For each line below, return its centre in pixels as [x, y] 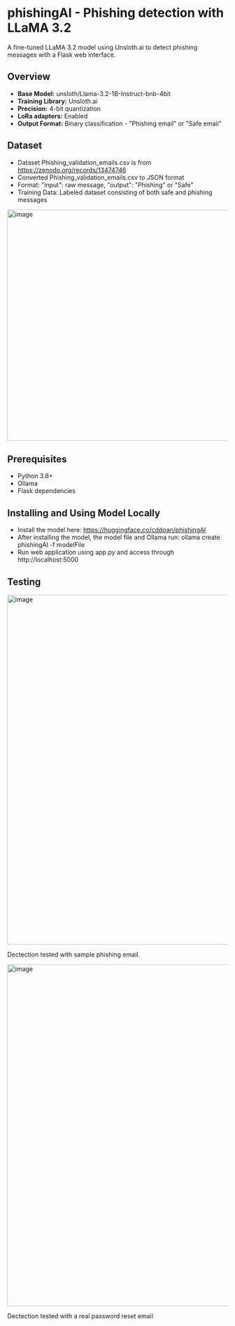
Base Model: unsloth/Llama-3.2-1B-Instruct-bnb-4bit [94, 93]
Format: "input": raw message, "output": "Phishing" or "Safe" [105, 184]
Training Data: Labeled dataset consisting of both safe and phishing [115, 192]
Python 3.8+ [35, 476]
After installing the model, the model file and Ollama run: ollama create [119, 537]
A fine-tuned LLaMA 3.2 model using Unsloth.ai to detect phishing [102, 47]
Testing [24, 582]
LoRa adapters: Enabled [52, 116]
